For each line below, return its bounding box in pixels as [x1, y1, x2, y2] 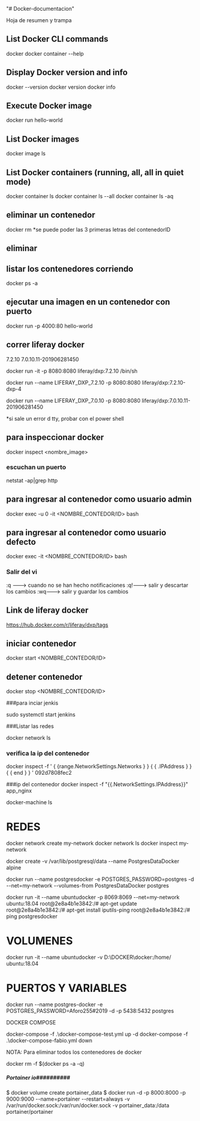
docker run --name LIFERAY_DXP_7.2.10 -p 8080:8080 [6, 379, 141, 386]
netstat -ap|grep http [6, 476, 58, 484]
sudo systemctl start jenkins [6, 711, 76, 718]
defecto [6, 537, 36, 547]
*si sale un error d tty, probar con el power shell [6, 415, 125, 422]
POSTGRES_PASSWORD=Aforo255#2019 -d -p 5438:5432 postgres [6, 1008, 174, 1015]
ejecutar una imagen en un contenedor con [6, 297, 171, 307]
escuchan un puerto [6, 463, 66, 472]
